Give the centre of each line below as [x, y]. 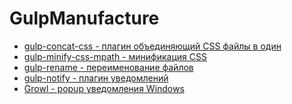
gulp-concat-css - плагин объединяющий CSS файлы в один [152, 46]
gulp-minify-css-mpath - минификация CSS [115, 56]
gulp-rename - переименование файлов [108, 67]
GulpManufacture [84, 18]
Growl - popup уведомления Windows [104, 88]
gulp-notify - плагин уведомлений [96, 78]
